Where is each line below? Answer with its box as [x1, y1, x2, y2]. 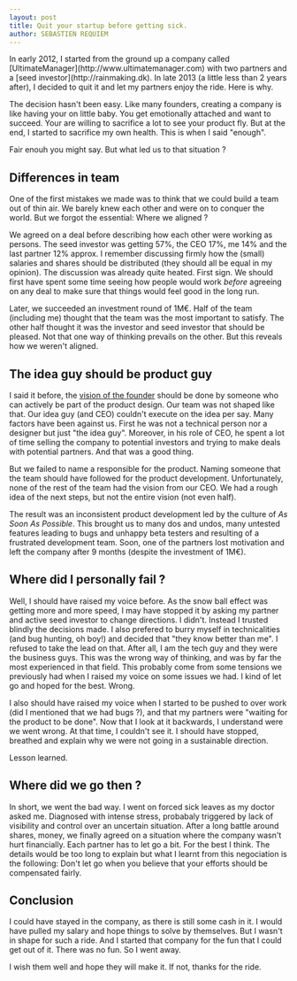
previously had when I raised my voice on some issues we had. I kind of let [9, 670, 282, 682]
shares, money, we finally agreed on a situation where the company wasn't [9, 830, 282, 840]
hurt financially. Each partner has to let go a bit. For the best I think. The [9, 838, 270, 850]
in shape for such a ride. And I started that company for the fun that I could [9, 935, 282, 946]
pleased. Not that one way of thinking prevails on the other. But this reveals [9, 331, 283, 342]
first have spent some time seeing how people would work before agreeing [9, 276, 283, 288]
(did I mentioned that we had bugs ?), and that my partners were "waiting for [9, 707, 288, 717]
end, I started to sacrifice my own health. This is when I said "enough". [9, 127, 267, 138]
